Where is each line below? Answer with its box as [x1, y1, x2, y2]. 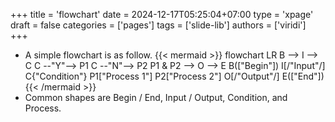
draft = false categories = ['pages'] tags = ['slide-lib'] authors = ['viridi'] [10, 19, 307, 31]
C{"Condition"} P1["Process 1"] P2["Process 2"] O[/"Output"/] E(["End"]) [24, 70, 325, 82]
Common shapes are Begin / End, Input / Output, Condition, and [24, 92, 288, 103]
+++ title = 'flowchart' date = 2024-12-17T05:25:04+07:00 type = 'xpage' [10, 9, 314, 20]
